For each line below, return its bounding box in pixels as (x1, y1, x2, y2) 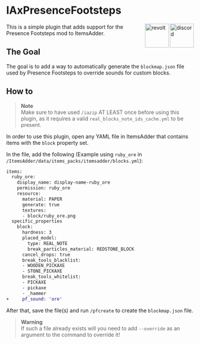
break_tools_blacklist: (21, 257, 82, 263)
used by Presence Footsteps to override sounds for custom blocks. (6, 69, 171, 76)
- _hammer (21, 290, 46, 296)
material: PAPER (21, 196, 62, 202)
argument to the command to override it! (20, 331, 120, 338)
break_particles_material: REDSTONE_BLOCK (27, 246, 135, 252)
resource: (17, 191, 42, 197)
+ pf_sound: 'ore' (6, 296, 62, 302)
